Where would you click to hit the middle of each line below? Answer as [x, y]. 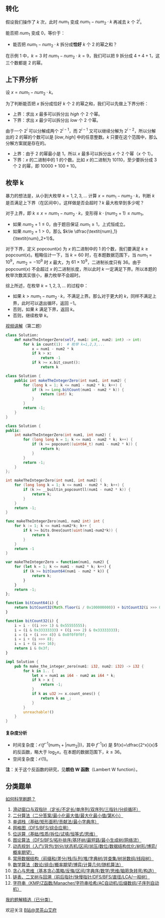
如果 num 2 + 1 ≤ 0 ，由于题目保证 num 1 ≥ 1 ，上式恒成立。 [70, 225]
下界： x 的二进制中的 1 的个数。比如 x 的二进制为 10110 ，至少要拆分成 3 [85, 160]
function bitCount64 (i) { [32, 603]
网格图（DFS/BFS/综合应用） [42, 828]
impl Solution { [22, 662]
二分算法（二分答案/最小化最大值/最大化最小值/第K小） [68, 816]
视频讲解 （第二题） [25, 326]
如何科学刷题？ [21, 799]
